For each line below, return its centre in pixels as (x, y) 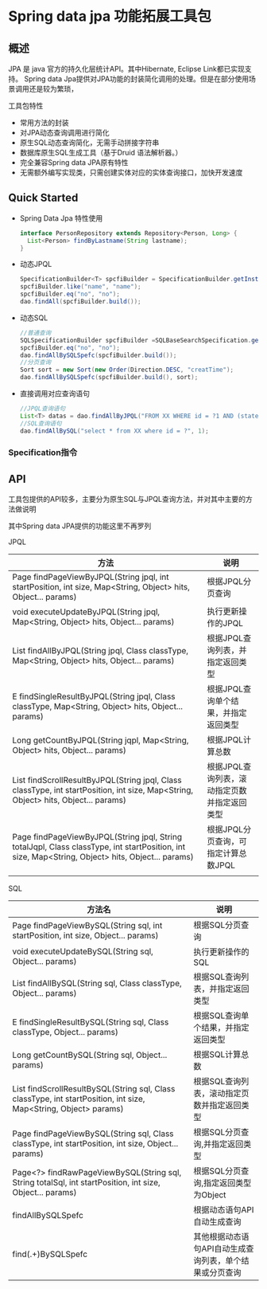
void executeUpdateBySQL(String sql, (83, 951)
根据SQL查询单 (221, 1016)
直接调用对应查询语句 (54, 394)
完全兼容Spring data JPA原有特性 (74, 163)
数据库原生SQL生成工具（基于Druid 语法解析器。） (101, 153)
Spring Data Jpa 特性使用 (61, 218)
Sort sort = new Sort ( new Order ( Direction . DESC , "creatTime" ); (127, 370)
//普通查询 (35, 333)
